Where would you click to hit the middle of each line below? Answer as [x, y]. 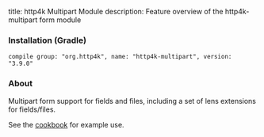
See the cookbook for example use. [66, 124]
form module [60, 20]
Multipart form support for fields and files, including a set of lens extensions [132, 101]
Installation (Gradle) [48, 40]
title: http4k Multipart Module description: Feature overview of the [116, 11]
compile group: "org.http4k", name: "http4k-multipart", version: [120, 57]
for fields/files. [32, 109]
